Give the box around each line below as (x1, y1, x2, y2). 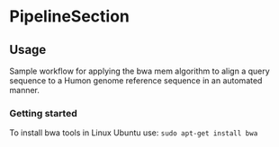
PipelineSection (9, 6, 130, 27)
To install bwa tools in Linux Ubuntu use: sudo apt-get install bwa (9, 127, 258, 138)
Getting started (9, 107, 78, 119)
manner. (9, 85, 40, 95)
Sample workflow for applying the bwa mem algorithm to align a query (9, 65, 270, 76)
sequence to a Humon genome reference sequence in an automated (9, 75, 263, 86)
